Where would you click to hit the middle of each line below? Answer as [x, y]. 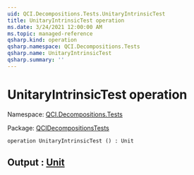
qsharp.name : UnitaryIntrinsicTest [60, 54]
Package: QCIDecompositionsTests [58, 128]
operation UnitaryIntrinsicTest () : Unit [71, 141]
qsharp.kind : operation [42, 40]
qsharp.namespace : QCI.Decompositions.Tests [74, 47]
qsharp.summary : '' [36, 60]
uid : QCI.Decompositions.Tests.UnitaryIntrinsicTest [86, 14]
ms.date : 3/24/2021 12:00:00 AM [55, 27]
